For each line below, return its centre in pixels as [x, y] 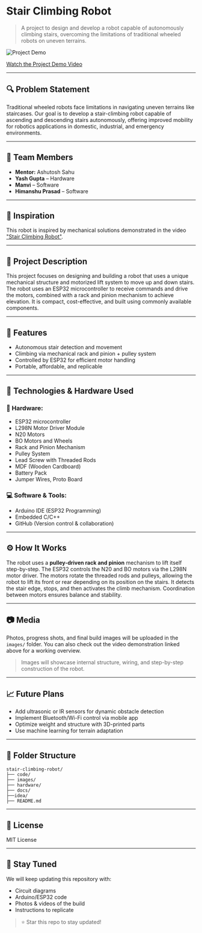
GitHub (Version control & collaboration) [64, 523]
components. [23, 308]
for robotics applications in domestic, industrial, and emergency [85, 126]
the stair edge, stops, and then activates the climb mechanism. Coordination [101, 588]
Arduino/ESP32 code [41, 897]
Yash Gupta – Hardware [45, 178]
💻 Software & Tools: [37, 495]
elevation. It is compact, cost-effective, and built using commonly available [99, 302]
